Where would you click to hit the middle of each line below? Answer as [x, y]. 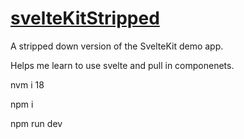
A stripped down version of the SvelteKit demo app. [117, 46]
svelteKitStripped [85, 18]
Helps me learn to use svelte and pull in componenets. [122, 65]
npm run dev [36, 123]
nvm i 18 [27, 84]
